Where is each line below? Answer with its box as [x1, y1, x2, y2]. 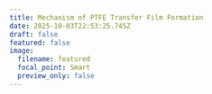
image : [9, 47, 34, 56]
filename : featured [17, 55, 91, 64]
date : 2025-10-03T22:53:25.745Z [9, 21, 131, 30]
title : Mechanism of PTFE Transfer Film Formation [9, 13, 204, 22]
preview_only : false [17, 72, 95, 81]
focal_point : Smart [17, 64, 91, 73]
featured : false [9, 38, 70, 47]
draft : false [9, 30, 59, 38]
